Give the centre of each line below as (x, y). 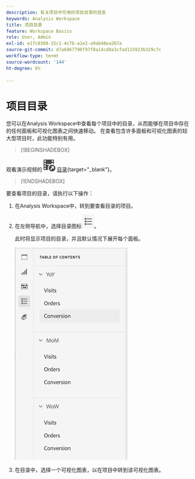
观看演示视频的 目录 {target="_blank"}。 (60, 169)
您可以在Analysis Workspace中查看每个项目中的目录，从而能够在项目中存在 (97, 124)
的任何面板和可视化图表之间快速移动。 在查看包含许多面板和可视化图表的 (94, 131)
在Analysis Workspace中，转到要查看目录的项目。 (75, 206)
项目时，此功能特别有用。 (47, 138)
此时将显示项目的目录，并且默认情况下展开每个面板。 (79, 239)
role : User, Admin (28, 37)
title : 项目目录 (24, 25)
